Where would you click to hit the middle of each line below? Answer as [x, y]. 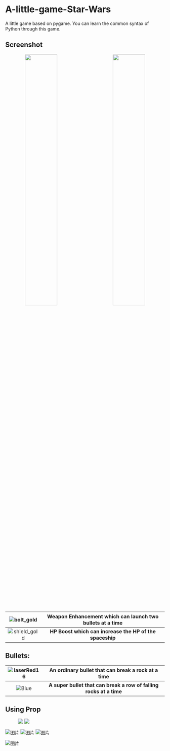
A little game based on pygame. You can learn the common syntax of [77, 23]
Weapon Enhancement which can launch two [103, 616]
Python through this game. [33, 28]
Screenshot [24, 45]
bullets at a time [103, 622]
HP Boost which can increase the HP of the [103, 631]
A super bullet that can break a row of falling [104, 685]
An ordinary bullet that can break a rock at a [104, 670]
